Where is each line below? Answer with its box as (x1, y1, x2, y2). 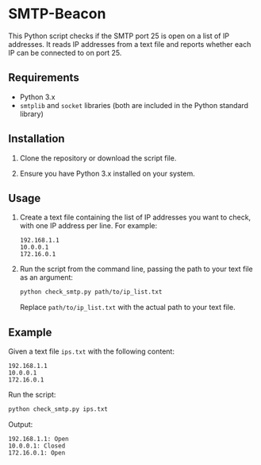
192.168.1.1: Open (8, 435, 69, 443)
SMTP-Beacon (8, 5, 106, 23)
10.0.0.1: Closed (8, 442, 66, 450)
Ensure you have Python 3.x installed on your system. (19, 169, 196, 178)
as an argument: (19, 273, 74, 282)
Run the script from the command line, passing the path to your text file (19, 264, 254, 274)
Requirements (8, 71, 79, 84)
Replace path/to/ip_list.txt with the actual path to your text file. (19, 303, 236, 312)
